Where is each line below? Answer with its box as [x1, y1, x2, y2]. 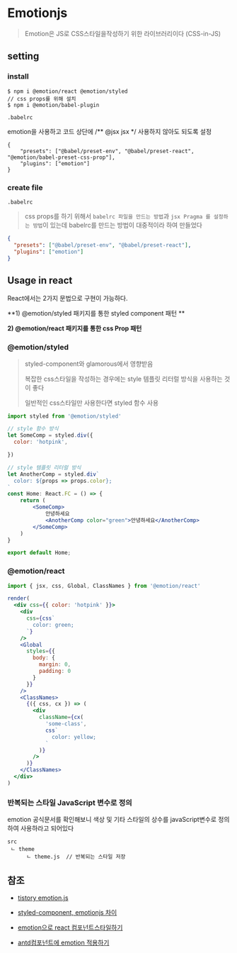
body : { [33, 654, 55, 662]
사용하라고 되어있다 [20, 824, 74, 832]
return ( [20, 497, 46, 504]
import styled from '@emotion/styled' [7, 413, 122, 420]
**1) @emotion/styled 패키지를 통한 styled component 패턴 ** [7, 309, 185, 318]
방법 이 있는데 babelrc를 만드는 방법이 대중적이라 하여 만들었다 [33, 221, 203, 229]
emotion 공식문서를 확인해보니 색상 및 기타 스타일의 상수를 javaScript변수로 [7, 815, 217, 824]
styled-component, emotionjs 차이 [17, 908, 117, 916]
